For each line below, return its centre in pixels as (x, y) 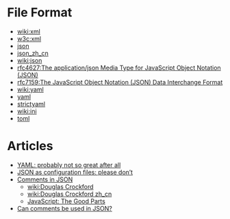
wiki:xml (29, 31)
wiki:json (29, 60)
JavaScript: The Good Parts (66, 201)
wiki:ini (27, 111)
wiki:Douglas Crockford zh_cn (69, 194)
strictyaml (31, 104)
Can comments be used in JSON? (65, 208)
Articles (30, 146)
